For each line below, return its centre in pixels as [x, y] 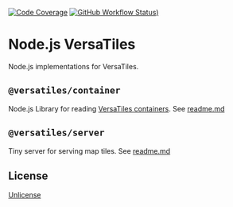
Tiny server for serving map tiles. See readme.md [89, 150]
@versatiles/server [56, 133]
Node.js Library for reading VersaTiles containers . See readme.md [116, 108]
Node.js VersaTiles [72, 45]
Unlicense [25, 195]
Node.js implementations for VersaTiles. [74, 66]
